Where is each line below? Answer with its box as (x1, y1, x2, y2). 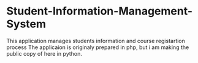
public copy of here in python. (6, 50, 83, 57)
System (6, 17, 47, 31)
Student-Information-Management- (6, 4, 193, 18)
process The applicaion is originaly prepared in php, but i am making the (6, 44, 189, 51)
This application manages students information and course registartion (6, 37, 186, 44)
